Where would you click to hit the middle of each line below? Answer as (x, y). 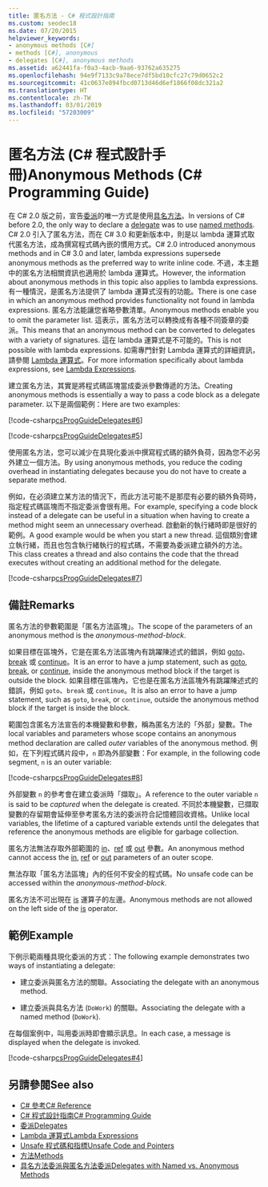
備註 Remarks (42, 605)
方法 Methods (42, 1156)
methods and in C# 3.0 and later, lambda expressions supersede (115, 253)
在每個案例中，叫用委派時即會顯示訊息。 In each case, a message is (120, 1033)
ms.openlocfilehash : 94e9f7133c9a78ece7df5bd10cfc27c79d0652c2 (116, 75)
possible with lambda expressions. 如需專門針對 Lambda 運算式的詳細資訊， (134, 350)
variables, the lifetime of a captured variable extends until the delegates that (134, 823)
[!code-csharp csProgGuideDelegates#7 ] (75, 577)
